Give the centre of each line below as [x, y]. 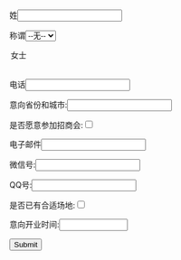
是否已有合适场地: [43, 205]
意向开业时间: [35, 224]
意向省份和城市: [38, 105]
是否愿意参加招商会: [47, 125]
